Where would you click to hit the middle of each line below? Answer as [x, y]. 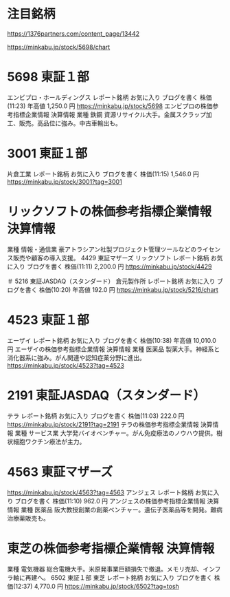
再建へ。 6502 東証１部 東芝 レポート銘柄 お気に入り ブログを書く [119, 577]
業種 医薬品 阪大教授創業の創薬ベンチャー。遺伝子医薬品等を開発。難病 [122, 510]
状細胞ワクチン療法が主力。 [46, 441]
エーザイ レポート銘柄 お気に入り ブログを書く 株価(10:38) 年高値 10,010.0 [112, 340]
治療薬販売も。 [28, 518]
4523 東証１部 [48, 320]
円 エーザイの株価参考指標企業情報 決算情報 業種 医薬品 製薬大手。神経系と [114, 349]
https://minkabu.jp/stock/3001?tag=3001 [65, 181]
